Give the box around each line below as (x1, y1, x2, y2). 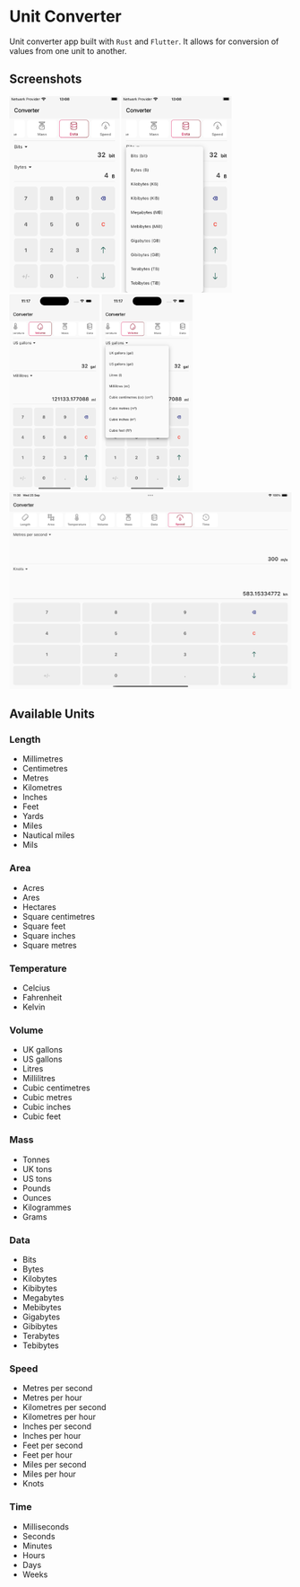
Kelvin (21, 1001, 46, 1012)
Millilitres (21, 1073, 56, 1084)
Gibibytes (21, 1320, 58, 1331)
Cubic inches (21, 1102, 72, 1113)
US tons (21, 1173, 52, 1184)
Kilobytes (21, 1273, 57, 1283)
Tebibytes (21, 1340, 60, 1351)
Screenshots (9, 72, 82, 87)
